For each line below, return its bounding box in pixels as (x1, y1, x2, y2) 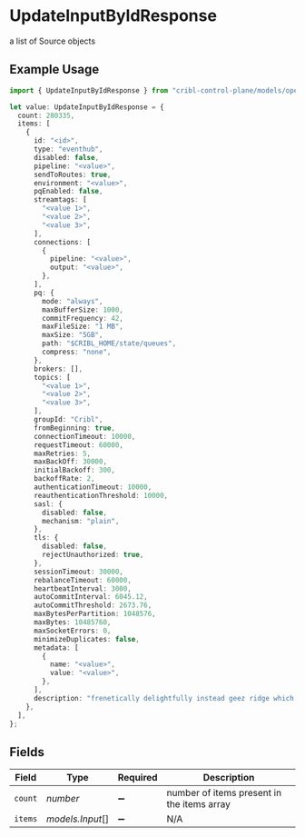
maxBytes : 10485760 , (33, 618, 112, 627)
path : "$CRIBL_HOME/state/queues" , (42, 339, 177, 348)
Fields (9, 744, 45, 760)
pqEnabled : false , (33, 187, 103, 196)
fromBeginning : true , (33, 423, 116, 433)
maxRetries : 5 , (33, 449, 92, 458)
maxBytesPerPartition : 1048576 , (33, 610, 156, 619)
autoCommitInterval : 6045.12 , (33, 593, 148, 602)
